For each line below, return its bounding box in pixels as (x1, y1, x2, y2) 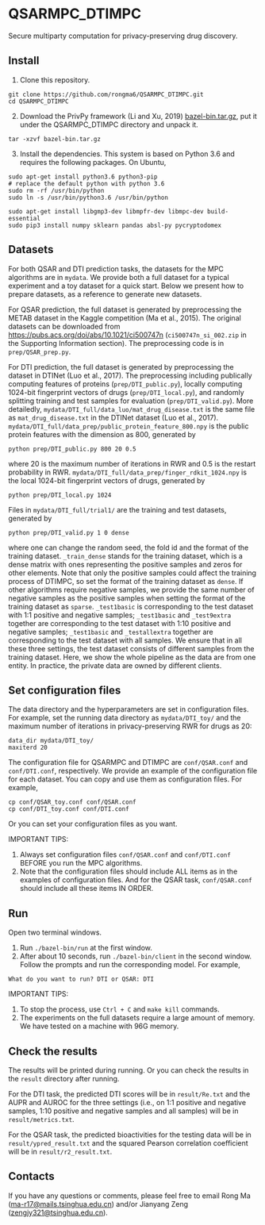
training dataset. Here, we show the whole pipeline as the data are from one (8, 652, 256, 662)
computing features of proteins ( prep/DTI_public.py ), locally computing (8, 378, 243, 389)
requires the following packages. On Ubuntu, (19, 157, 167, 167)
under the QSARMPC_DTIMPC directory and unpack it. (19, 120, 198, 129)
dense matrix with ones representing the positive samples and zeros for (8, 559, 243, 569)
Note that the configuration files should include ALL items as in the (19, 866, 238, 877)
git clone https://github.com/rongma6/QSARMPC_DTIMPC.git (8, 90, 204, 98)
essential (8, 214, 41, 222)
